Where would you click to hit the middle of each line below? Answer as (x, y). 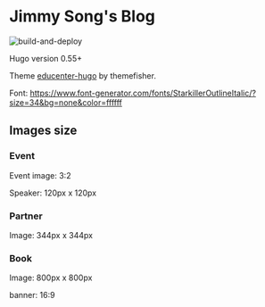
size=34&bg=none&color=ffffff (66, 102)
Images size (43, 131)
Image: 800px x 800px (51, 278)
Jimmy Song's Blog (83, 17)
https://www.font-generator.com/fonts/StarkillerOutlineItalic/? (143, 93)
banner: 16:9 (32, 295)
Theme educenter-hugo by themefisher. (83, 75)
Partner (26, 216)
